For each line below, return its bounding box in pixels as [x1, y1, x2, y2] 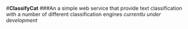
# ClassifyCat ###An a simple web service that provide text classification [6, 5, 183, 11]
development [6, 17, 38, 23]
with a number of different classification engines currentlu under [6, 11, 161, 18]
